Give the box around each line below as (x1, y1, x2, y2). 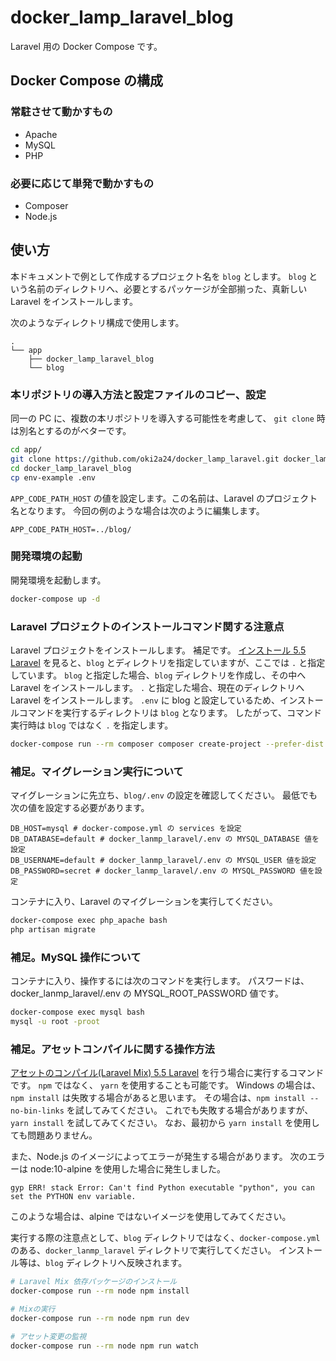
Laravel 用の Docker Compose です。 (10, 40, 163, 52)
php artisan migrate (10, 925, 97, 935)
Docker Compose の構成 (10, 72, 164, 90)
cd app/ (10, 445, 43, 455)
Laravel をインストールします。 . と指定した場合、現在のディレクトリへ (10, 682, 305, 693)
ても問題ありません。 (10, 1129, 98, 1141)
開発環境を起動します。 (10, 574, 107, 586)
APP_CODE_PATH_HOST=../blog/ (10, 524, 132, 535)
